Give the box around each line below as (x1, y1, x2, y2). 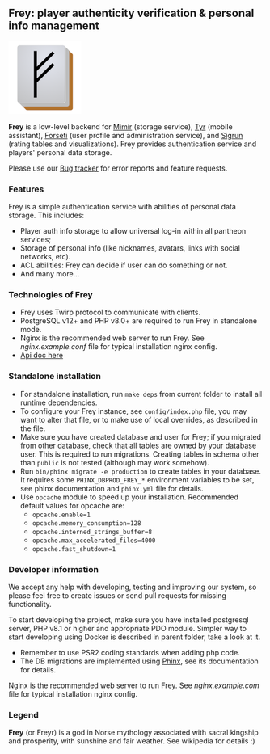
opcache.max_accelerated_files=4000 (32, 537, 156, 545)
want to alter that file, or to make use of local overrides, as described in (19, 415, 258, 424)
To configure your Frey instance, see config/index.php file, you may (19, 406, 247, 415)
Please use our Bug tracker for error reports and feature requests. (8, 163, 228, 173)
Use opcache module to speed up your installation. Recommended (19, 492, 239, 502)
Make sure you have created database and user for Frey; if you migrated (19, 432, 261, 441)
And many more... (19, 269, 80, 279)
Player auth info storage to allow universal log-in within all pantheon (19, 226, 247, 236)
